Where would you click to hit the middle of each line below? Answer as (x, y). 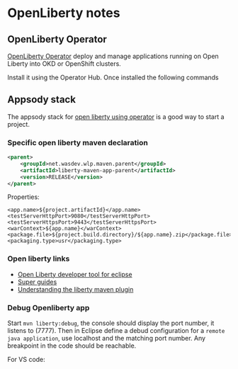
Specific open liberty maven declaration (78, 142)
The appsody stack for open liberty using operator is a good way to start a (116, 117)
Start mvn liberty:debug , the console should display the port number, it (111, 323)
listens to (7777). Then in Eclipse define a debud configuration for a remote (116, 331)
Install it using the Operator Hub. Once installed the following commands (113, 77)
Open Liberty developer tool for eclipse (75, 274)
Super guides (37, 282)
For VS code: (27, 360)
